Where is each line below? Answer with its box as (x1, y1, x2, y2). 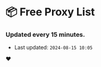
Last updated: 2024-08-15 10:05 (14, 44, 93, 51)
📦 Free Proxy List (5, 5, 95, 19)
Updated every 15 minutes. (5, 31, 85, 39)
